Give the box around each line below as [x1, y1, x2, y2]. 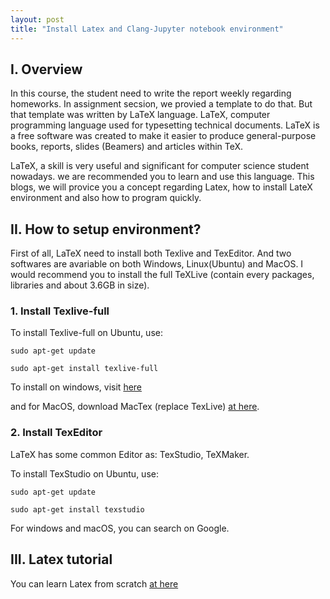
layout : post [10, 14, 65, 25]
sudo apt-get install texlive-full [10, 364, 159, 374]
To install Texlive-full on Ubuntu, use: [10, 327, 163, 339]
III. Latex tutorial [10, 551, 113, 568]
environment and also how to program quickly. [10, 192, 202, 204]
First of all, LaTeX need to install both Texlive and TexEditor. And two [10, 247, 292, 260]
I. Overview [10, 61, 83, 78]
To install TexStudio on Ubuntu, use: [10, 467, 159, 480]
